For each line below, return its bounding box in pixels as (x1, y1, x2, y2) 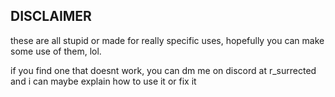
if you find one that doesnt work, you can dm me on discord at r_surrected (10, 64, 317, 76)
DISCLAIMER (10, 8, 92, 25)
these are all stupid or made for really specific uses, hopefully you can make (10, 34, 325, 46)
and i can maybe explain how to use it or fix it (10, 75, 197, 87)
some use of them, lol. (10, 45, 102, 57)
